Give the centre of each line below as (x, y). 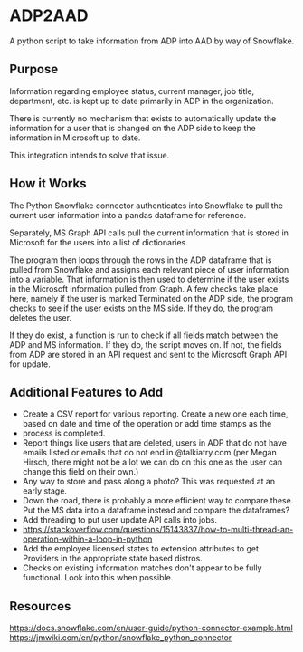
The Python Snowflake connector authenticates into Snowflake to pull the (146, 206)
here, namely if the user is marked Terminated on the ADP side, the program (151, 298)
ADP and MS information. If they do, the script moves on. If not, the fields (146, 344)
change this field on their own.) (80, 472)
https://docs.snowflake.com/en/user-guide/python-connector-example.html (151, 628)
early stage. (45, 491)
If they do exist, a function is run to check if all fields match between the (144, 335)
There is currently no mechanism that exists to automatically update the (143, 118)
